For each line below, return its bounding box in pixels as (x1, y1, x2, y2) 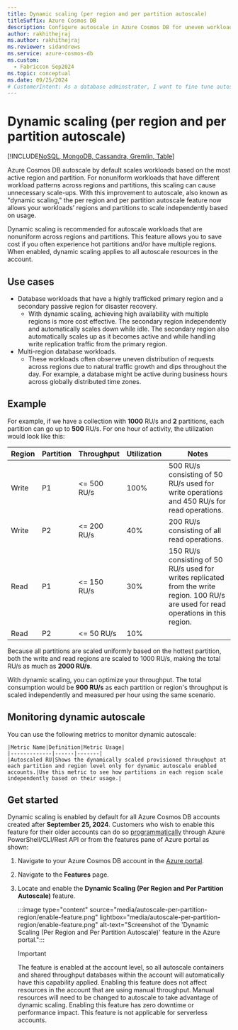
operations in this (169, 608, 227, 618)
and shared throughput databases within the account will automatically (17, 970, 225, 980)
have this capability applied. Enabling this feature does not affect (17, 978, 208, 987)
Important (17, 949, 47, 958)
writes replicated (169, 572, 225, 582)
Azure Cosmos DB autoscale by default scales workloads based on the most (7, 166, 231, 175)
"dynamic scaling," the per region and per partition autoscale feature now (7, 196, 222, 204)
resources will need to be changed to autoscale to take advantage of (17, 993, 218, 1002)
